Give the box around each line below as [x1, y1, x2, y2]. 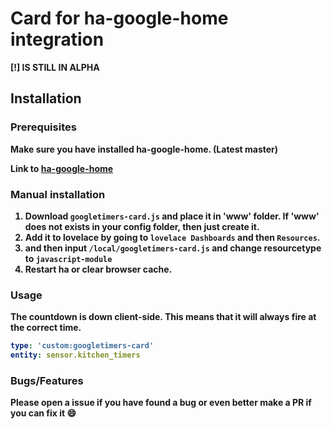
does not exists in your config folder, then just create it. [24, 220, 260, 232]
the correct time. [10, 322, 82, 334]
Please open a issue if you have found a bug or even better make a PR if [10, 397, 312, 409]
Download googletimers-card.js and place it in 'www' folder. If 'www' [24, 210, 320, 222]
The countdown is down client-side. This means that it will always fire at [10, 311, 317, 323]
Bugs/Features [10, 373, 84, 387]
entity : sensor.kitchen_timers [10, 350, 141, 361]
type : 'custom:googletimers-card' [10, 341, 155, 351]
